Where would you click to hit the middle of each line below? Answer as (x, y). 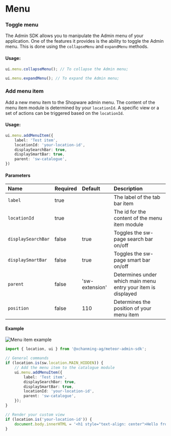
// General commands (27, 358)
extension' (94, 288)
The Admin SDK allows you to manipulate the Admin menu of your (74, 36)
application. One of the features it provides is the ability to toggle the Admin (84, 41)
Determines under (135, 275)
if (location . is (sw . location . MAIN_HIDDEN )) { (54, 363)
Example (15, 328)
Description (128, 189)
